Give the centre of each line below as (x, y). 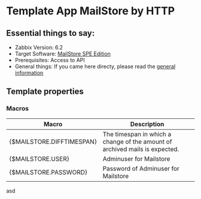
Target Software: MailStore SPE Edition (63, 54)
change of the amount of (137, 142)
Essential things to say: (51, 33)
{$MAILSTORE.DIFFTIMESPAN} (53, 142)
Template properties (45, 92)
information (29, 73)
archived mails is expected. (141, 149)
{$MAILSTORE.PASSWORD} (48, 172)
